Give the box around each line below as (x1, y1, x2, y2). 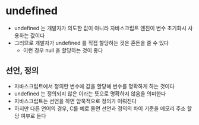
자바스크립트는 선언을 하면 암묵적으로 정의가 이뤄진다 (14, 97, 137, 104)
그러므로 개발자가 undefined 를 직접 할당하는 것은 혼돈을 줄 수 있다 (14, 39, 169, 46)
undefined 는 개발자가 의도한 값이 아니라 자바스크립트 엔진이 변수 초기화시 (14, 24, 187, 31)
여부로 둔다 (20, 112, 46, 119)
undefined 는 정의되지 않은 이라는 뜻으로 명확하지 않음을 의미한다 (14, 90, 166, 97)
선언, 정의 (5, 66, 39, 76)
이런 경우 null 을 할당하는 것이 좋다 (23, 46, 103, 54)
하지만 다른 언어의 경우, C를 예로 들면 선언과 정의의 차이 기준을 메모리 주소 (14, 105, 186, 112)
